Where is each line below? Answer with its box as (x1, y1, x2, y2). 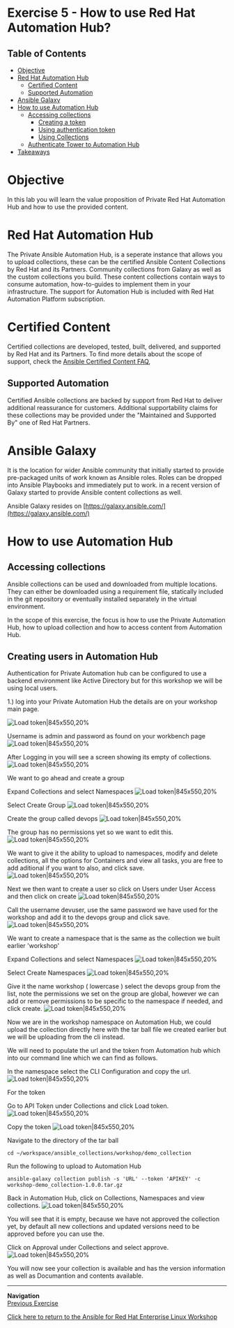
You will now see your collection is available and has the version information (7, 1264, 226, 1273)
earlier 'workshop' (7, 942, 60, 950)
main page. (7, 705, 40, 713)
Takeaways (17, 148, 50, 156)
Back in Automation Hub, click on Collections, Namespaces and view (7, 1194, 205, 1202)
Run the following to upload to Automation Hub (7, 1162, 141, 1171)
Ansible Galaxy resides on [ (7, 502, 86, 510)
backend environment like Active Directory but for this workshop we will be (7, 676, 223, 685)
